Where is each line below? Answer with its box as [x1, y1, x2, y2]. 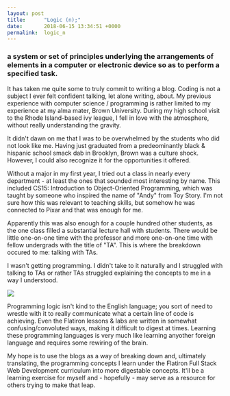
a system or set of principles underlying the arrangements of [7, 52, 214, 62]
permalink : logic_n [7, 29, 66, 36]
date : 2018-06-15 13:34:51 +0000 [7, 23, 121, 29]
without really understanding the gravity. [7, 121, 122, 129]
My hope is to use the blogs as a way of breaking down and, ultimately [7, 351, 207, 360]
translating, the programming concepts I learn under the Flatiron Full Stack [7, 359, 217, 367]
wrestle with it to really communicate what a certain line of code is [7, 309, 194, 317]
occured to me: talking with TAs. [7, 248, 98, 256]
